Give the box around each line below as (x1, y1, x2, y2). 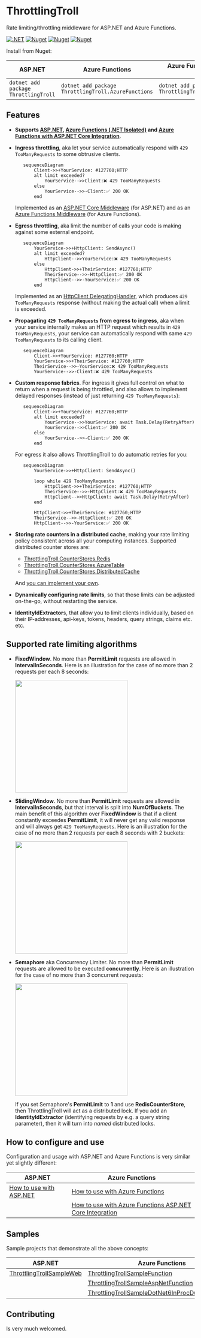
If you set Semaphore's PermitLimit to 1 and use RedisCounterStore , (14, 1100, 186, 1108)
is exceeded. (14, 305, 47, 313)
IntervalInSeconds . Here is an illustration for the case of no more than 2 (14, 661, 193, 668)
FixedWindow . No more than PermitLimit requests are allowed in (14, 655, 176, 662)
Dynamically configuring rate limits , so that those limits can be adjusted (14, 591, 195, 598)
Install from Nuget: (6, 47, 52, 55)
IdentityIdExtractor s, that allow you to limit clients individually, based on (14, 609, 194, 616)
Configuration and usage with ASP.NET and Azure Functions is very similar (6, 1153, 191, 1160)
